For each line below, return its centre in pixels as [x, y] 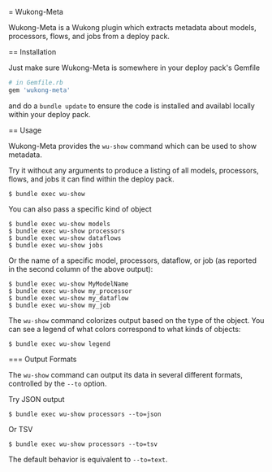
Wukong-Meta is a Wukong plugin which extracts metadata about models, [133, 27]
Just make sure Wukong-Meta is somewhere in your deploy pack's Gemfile [134, 68]
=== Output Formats [43, 359]
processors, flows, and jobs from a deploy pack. [89, 36]
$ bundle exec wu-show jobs [56, 245]
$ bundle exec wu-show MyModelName [69, 284]
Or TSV [21, 429]
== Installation [32, 52]
